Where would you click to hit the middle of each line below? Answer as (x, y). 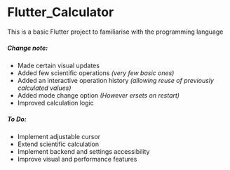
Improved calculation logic (56, 103)
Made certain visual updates (59, 65)
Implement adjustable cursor (59, 136)
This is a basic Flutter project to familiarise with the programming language (115, 32)
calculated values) (44, 88)
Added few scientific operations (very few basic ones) (96, 73)
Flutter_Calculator (61, 12)
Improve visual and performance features (77, 159)
